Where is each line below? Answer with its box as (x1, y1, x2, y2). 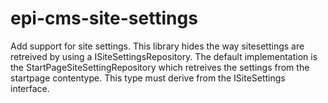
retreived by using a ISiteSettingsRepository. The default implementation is (10, 50, 318, 62)
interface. (10, 82, 50, 94)
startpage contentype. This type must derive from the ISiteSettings (10, 72, 286, 84)
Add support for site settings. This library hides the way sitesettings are (10, 40, 305, 52)
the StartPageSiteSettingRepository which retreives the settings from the (10, 61, 310, 73)
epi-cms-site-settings (10, 7, 198, 30)
